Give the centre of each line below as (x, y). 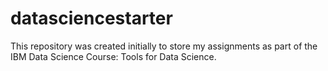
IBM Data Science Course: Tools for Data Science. (113, 56)
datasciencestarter (91, 18)
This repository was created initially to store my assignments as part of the (164, 46)
